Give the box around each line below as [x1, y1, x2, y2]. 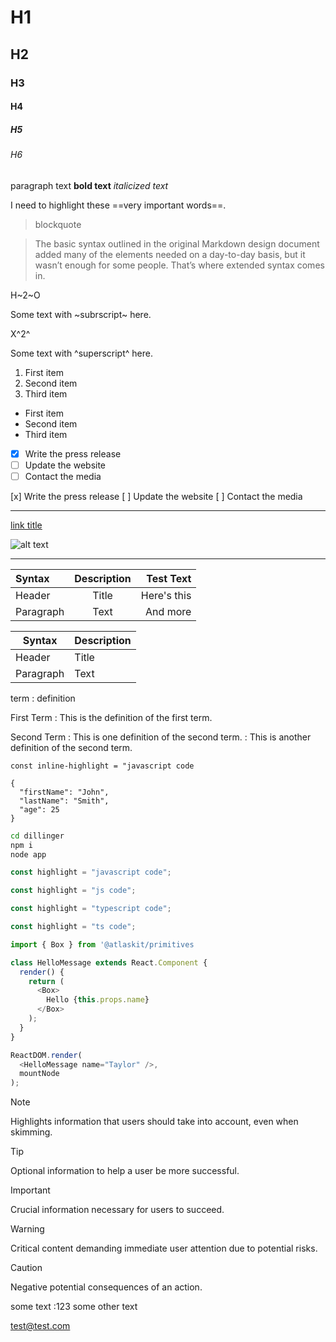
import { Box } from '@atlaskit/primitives [10, 939, 195, 950]
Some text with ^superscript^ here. [10, 347, 153, 359]
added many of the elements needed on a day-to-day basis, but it [34, 248, 306, 260]
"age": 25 [19, 804, 60, 815]
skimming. [10, 1126, 53, 1138]
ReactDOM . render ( [10, 1050, 83, 1060]
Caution [10, 1262, 43, 1274]
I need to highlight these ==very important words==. [10, 199, 227, 211]
